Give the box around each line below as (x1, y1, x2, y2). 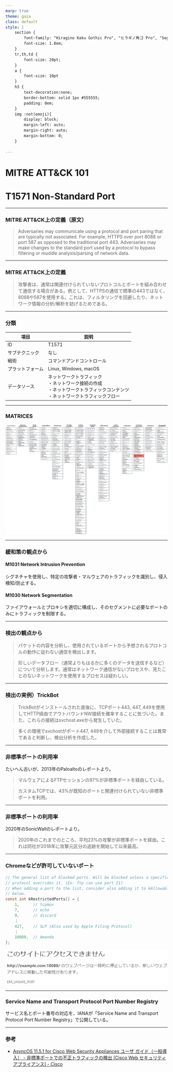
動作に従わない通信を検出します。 (27, 649, 99, 655)
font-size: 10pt (24, 74, 59, 79)
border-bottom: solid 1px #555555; (24, 95, 100, 100)
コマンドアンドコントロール (48, 357, 107, 364)
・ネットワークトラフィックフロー (48, 393, 120, 399)
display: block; (24, 117, 59, 122)
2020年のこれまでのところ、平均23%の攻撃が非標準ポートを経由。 (18, 837, 161, 843)
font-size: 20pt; (24, 57, 61, 62)
